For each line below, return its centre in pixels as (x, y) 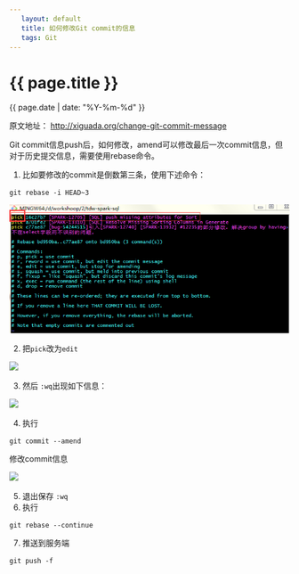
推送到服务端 (45, 543)
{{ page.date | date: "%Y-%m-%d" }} (77, 108)
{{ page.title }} (64, 82)
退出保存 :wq (45, 496)
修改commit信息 (39, 458)
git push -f (31, 561)
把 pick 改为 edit (50, 348)
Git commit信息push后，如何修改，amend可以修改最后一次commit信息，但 (146, 145)
